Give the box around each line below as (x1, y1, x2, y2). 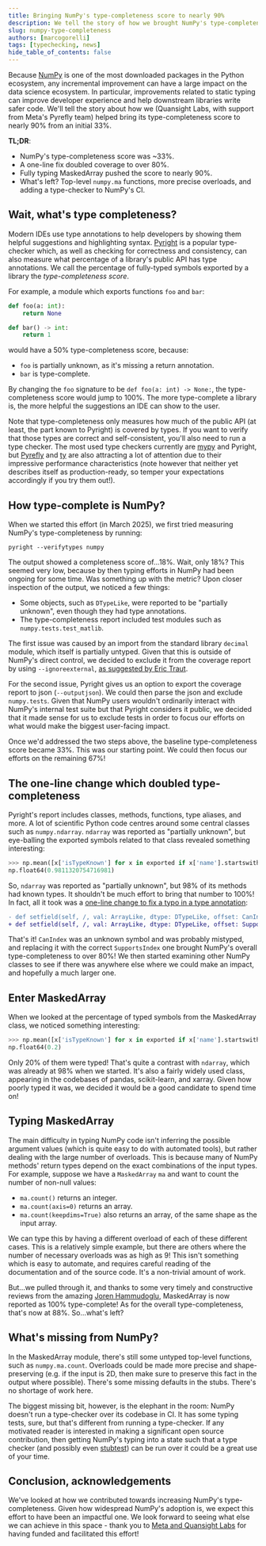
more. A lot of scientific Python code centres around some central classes (8, 818, 250, 828)
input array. (19, 1218, 58, 1227)
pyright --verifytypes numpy (8, 544, 104, 552)
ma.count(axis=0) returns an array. (19, 1201, 133, 1211)
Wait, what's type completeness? (8, 208, 177, 222)
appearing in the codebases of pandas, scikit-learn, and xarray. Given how (8, 1075, 252, 1084)
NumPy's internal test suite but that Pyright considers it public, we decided (8, 705, 252, 714)
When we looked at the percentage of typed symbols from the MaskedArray (8, 1012, 257, 1022)
